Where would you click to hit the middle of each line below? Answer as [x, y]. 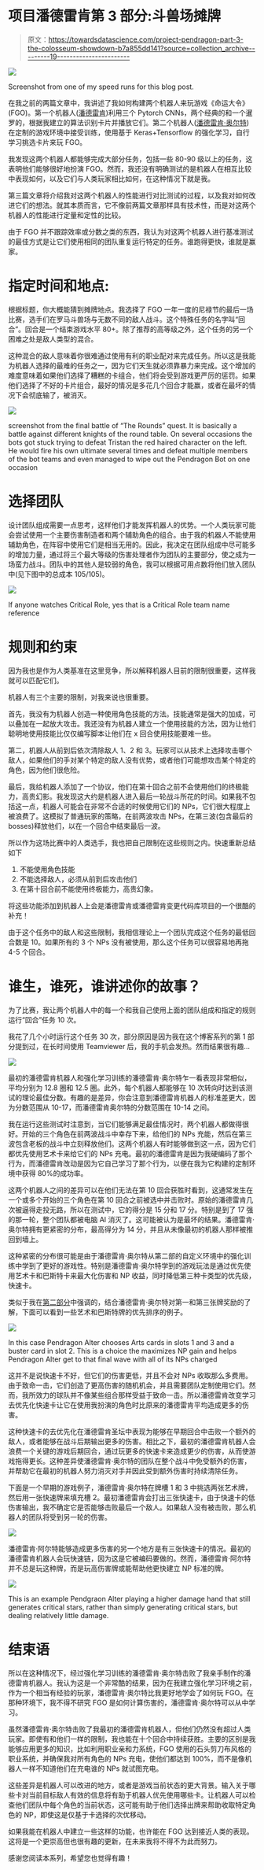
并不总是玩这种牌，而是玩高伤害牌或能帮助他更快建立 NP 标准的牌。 [118, 1568]
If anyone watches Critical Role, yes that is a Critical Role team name [119, 604]
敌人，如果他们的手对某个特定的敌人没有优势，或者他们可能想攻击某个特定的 [132, 759]
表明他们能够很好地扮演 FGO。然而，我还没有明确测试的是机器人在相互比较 [130, 168]
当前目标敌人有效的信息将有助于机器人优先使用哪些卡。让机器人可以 [139, 1794]
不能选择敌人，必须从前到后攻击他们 [78, 879]
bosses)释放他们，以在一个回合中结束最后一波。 [86, 826]
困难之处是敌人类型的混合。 [53, 338]
